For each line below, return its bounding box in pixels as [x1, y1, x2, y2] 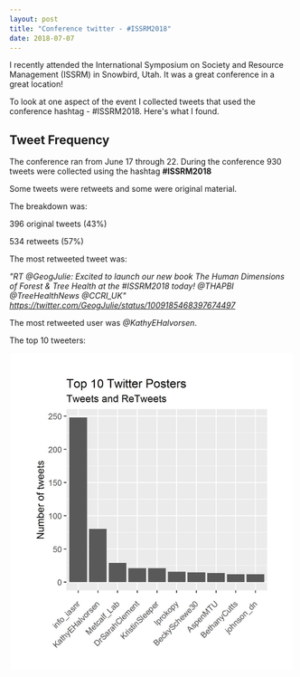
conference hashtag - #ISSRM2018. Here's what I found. [9, 106, 220, 117]
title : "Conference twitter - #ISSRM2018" [9, 24, 172, 33]
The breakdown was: [9, 201, 88, 212]
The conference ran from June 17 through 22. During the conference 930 [9, 157, 282, 167]
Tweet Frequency [9, 132, 110, 148]
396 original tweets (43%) [9, 218, 108, 230]
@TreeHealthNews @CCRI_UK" [9, 291, 127, 301]
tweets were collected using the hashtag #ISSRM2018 [9, 166, 212, 176]
